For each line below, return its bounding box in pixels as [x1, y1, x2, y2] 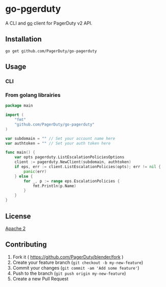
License [5, 212, 31, 220]
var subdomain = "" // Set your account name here [5, 136, 115, 141]
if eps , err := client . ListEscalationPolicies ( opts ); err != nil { [14, 165, 161, 170]
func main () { [5, 150, 36, 155]
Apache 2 [5, 225, 26, 231]
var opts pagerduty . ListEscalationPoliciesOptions [14, 155, 125, 160]
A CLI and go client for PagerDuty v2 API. [5, 20, 92, 26]
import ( [5, 112, 24, 118]
